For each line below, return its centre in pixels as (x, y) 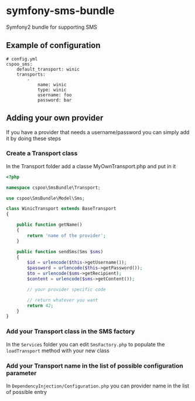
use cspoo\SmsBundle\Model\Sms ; (45, 198)
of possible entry (27, 392)
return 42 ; (40, 305)
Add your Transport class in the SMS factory (71, 331)
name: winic (52, 84)
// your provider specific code (67, 289)
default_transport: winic (48, 69)
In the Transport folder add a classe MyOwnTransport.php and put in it (91, 166)
